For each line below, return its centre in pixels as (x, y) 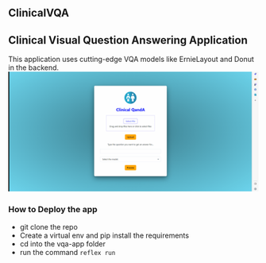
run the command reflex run (67, 252)
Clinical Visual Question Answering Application (128, 40)
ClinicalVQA (39, 13)
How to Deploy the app (53, 210)
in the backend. (34, 68)
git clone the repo (48, 226)
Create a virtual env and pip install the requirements (104, 235)
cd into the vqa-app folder (62, 244)
